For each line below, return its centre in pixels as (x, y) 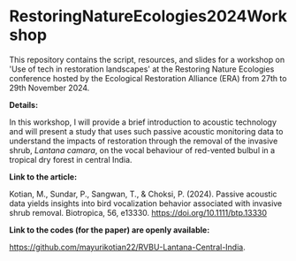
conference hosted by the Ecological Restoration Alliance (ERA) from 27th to (148, 78)
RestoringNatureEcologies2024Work (148, 16)
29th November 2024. (49, 88)
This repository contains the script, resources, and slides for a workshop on (147, 59)
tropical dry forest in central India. (71, 159)
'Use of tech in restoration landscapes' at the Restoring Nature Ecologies (142, 69)
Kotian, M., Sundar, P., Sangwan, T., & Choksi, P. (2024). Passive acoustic (143, 194)
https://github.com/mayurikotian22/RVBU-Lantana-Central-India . (127, 247)
